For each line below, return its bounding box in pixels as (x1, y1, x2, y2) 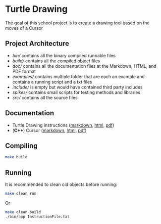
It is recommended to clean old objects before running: (5, 181, 117, 187)
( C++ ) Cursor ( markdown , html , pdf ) (12, 127, 87, 133)
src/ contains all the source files (12, 94, 78, 100)
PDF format (12, 68, 36, 74)
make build (5, 155, 28, 160)
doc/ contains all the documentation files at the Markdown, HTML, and (12, 63, 157, 69)
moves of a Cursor (5, 25, 43, 31)
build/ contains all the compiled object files (12, 58, 100, 64)
